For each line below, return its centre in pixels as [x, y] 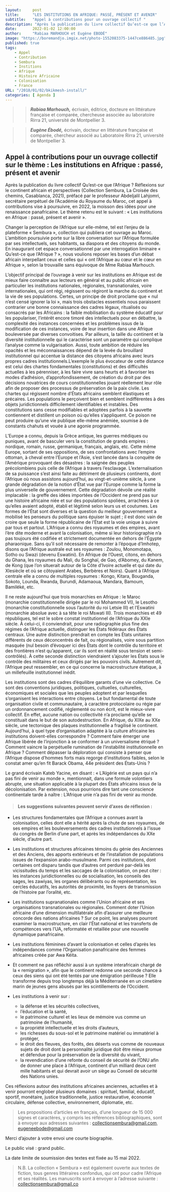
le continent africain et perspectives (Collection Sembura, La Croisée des [81, 191]
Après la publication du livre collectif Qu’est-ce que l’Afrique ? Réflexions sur [85, 185]
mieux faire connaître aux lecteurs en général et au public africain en [77, 280]
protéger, [30, 1039]
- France [24, 85]
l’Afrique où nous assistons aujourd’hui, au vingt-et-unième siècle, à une [80, 479]
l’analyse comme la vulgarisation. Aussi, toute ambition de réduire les [77, 345]
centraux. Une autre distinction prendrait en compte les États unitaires [78, 635]
